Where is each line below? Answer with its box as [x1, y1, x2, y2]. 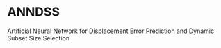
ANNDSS [7, 4, 60, 20]
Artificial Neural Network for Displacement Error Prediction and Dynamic [7, 27, 214, 35]
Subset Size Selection [7, 34, 70, 42]
